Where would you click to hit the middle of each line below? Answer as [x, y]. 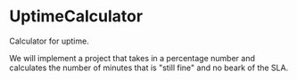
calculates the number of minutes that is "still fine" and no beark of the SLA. [149, 68]
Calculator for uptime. [49, 41]
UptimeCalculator [76, 16]
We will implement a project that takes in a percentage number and [132, 58]
